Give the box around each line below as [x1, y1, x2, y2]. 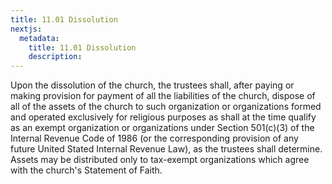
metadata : [19, 33, 60, 43]
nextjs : [10, 24, 43, 34]
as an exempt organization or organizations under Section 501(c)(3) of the [10, 122, 315, 134]
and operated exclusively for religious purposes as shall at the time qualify [10, 111, 317, 123]
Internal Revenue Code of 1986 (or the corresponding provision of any [10, 132, 299, 145]
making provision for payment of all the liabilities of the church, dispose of [10, 90, 316, 102]
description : [28, 52, 83, 62]
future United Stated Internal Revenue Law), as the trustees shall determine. [10, 143, 323, 155]
